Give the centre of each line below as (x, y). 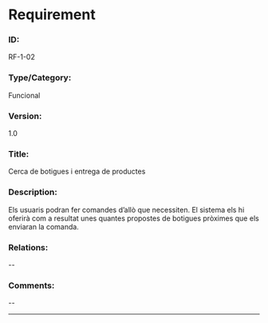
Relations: (28, 247)
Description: (33, 192)
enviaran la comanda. (44, 226)
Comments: (32, 285)
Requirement (52, 15)
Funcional (24, 95)
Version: (25, 116)
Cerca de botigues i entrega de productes (77, 171)
